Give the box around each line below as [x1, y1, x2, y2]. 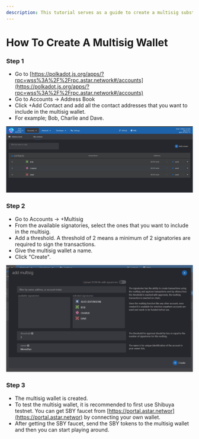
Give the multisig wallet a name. [14, 246, 93, 254]
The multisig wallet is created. [14, 395, 88, 402]
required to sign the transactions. [14, 241, 96, 248]
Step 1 [6, 57, 24, 65]
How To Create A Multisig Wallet [6, 36, 168, 49]
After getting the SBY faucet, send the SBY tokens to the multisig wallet [14, 419, 190, 427]
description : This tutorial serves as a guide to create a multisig [6, 9, 179, 15]
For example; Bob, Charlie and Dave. [14, 114, 105, 121]
